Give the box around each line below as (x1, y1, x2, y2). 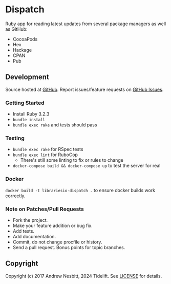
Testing (5, 135, 25, 142)
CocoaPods (12, 36, 38, 42)
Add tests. (12, 228, 35, 234)
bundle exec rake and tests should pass (12, 122, 97, 128)
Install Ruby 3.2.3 (12, 111, 50, 117)
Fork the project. (12, 217, 48, 223)
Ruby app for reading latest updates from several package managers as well (5, 21, 166, 27)
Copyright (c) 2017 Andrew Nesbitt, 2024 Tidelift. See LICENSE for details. (5, 273, 162, 279)
